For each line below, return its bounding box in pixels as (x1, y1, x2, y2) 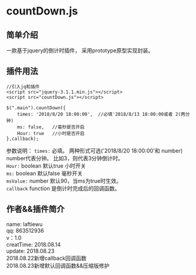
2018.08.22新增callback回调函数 (6, 254, 87, 262)
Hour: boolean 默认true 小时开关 (6, 162, 86, 169)
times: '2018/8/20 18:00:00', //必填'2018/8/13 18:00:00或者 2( (17, 111, 181, 117)
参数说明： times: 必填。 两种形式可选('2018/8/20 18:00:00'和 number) (6, 147, 183, 154)
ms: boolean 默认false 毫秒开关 (6, 169, 83, 177)
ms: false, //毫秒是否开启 (17, 124, 85, 130)
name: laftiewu (6, 220, 43, 227)
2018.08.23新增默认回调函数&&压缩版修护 (6, 262, 110, 269)
